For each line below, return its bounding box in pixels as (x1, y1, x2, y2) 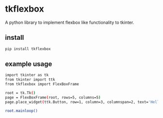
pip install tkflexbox (5, 46, 51, 51)
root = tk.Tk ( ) (5, 91, 36, 96)
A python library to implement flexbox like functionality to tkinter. (5, 19, 134, 25)
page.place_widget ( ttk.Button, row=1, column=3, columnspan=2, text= (5, 100, 149, 104)
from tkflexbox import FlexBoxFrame (5, 82, 79, 87)
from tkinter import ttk (5, 77, 55, 82)
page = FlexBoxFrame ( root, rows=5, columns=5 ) (5, 95, 101, 100)
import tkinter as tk (5, 73, 49, 78)
